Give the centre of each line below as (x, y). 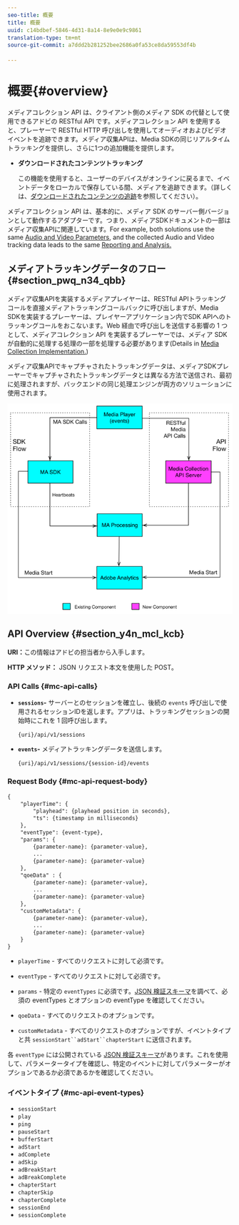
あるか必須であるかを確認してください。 (97, 1073)
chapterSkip (35, 1193)
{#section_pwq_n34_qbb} (67, 281)
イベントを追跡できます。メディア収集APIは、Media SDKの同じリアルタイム (119, 138)
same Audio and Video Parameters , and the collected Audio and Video (111, 237)
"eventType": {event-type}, (62, 833)
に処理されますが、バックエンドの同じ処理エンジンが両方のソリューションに (120, 384)
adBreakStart (37, 1170)
